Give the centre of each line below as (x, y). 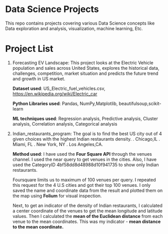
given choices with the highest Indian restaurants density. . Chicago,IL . (86, 139)
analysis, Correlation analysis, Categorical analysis (65, 124)
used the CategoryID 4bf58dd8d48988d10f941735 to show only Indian (86, 165)
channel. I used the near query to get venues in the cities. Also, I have (85, 159)
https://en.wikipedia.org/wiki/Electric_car (55, 93)
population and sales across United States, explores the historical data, (86, 68)
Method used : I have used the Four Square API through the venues (82, 154)
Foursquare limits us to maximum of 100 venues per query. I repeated (84, 180)
